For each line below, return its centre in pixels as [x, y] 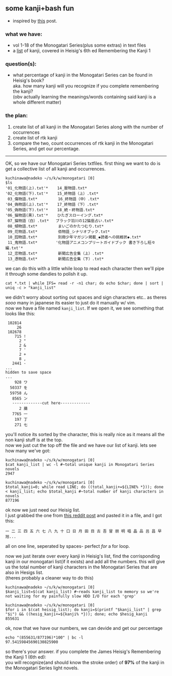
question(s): [21, 64]
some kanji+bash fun [40, 8]
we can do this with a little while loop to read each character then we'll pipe [85, 268]
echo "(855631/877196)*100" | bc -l [44, 638]
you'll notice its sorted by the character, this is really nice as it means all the [85, 434]
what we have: [24, 34]
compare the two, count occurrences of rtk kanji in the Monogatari [83, 143]
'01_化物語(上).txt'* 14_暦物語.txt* [46, 188]
